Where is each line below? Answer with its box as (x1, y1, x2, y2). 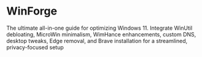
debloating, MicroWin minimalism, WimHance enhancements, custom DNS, (6, 30, 196, 38)
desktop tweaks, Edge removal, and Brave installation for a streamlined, (6, 37, 188, 44)
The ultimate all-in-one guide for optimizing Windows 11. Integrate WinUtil (6, 24, 193, 32)
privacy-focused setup (6, 44, 64, 51)
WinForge (6, 4, 57, 18)
